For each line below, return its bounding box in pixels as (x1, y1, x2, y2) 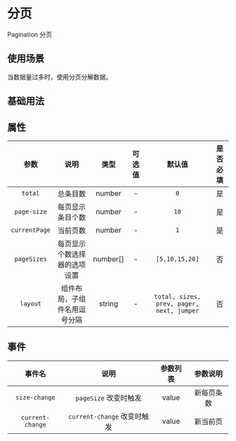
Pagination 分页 (7, 30, 53, 39)
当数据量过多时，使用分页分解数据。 (7, 72, 112, 81)
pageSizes (14, 255, 47, 263)
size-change (15, 393, 55, 401)
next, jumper (155, 306, 199, 315)
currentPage (11, 226, 51, 234)
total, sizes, (154, 292, 202, 301)
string (98, 299, 118, 308)
